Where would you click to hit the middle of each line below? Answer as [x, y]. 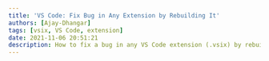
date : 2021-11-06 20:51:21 [53, 38]
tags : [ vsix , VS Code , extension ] [66, 30]
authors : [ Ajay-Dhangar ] [50, 23]
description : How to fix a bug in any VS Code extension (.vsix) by [125, 45]
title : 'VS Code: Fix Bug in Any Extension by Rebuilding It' [114, 15]
